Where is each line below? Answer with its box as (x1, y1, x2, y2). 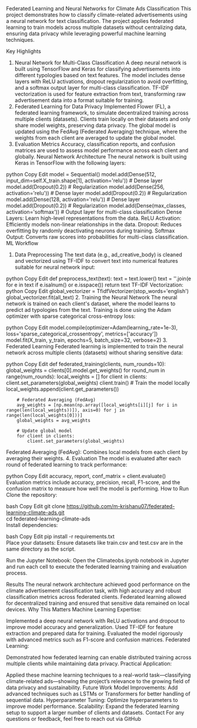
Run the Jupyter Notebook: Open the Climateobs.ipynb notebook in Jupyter (6, 557, 189, 564)
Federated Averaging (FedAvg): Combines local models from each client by (6, 449, 188, 456)
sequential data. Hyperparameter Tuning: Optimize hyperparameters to (6, 697, 178, 703)
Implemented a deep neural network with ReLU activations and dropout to (6, 617, 185, 624)
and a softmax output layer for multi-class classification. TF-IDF (14, 84, 169, 91)
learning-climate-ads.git (6, 509, 65, 516)
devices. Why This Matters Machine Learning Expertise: (6, 606, 142, 612)
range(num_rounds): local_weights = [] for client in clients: (6, 373, 148, 380)
